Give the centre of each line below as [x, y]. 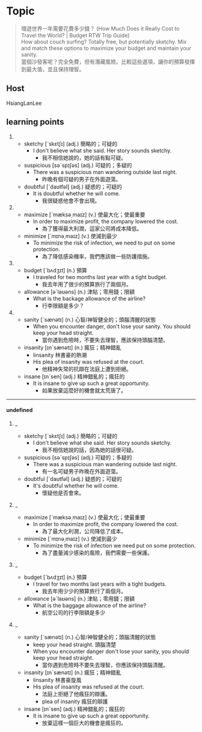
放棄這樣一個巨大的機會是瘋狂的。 [84, 723]
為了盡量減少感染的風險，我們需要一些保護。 [97, 552]
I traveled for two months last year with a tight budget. [100, 277]
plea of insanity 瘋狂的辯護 [75, 701]
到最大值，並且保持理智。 [53, 69]
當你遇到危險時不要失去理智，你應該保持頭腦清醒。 [105, 665]
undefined [20, 410]
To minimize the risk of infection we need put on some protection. [114, 545]
